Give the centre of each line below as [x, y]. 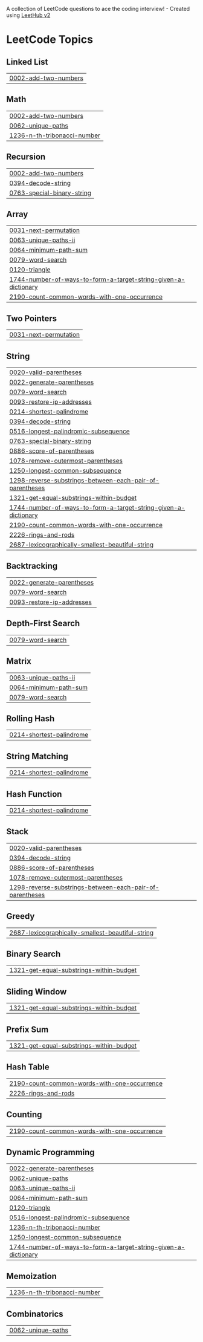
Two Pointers [32, 318]
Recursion [26, 157]
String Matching [37, 756]
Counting [24, 1115]
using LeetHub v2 [28, 15]
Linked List [27, 62]
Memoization [32, 1276]
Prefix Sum [27, 1029]
